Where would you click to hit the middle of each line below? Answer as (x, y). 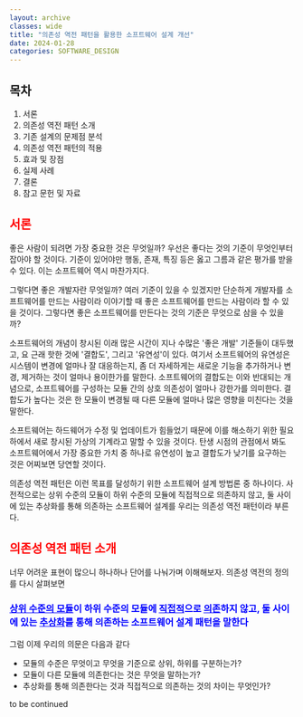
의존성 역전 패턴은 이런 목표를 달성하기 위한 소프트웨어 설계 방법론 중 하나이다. (147, 483)
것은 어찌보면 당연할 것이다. (58, 464)
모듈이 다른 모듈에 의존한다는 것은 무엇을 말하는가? (111, 674)
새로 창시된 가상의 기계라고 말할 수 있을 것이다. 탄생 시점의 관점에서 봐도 (160, 441)
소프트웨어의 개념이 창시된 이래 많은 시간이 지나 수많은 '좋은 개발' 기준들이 (139, 343)
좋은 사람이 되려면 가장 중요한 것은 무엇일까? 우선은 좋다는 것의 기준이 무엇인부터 (151, 248)
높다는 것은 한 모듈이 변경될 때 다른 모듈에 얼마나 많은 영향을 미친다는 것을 (163, 399)
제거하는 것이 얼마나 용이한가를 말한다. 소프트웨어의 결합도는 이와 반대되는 (151, 377)
